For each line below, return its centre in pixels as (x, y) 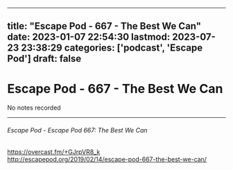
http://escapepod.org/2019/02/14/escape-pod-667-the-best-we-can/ (107, 159)
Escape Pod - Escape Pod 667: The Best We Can (77, 130)
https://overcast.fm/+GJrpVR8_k (54, 152)
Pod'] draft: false (44, 59)
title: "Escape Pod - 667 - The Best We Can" (104, 26)
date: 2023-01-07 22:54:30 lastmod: (89, 37)
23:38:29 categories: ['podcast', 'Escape (112, 48)
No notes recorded (34, 108)
